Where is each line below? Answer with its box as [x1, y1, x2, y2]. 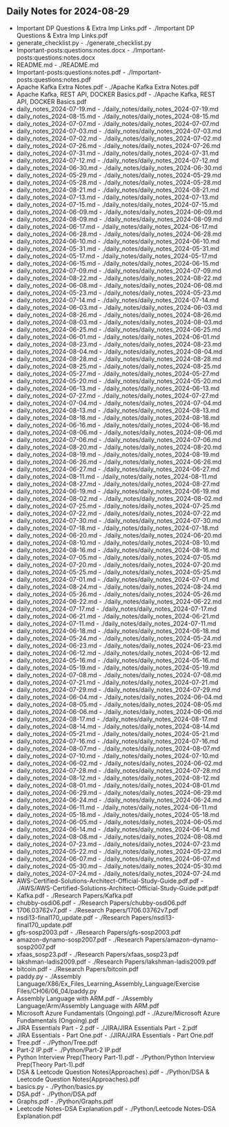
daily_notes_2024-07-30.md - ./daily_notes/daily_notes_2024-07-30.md [16, 516, 221, 524]
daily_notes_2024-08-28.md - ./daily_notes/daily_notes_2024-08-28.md [16, 354, 222, 363]
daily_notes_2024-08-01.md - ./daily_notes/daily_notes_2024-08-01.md [16, 781, 220, 789]
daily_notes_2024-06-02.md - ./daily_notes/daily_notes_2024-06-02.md [16, 759, 223, 767]
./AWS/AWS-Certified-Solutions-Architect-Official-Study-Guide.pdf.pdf [16, 883, 219, 892]
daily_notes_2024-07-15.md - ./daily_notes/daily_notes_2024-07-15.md [16, 200, 219, 208]
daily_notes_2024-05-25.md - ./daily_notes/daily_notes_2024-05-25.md [16, 567, 221, 576]
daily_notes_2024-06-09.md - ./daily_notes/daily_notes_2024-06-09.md [16, 208, 222, 216]
